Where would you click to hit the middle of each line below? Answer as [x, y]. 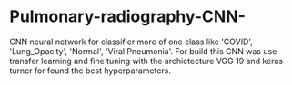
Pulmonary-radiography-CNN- [127, 17]
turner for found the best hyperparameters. [90, 71]
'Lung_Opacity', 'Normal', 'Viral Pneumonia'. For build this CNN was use [143, 51]
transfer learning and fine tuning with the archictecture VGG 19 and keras [146, 61]
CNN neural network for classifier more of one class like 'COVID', [131, 42]
